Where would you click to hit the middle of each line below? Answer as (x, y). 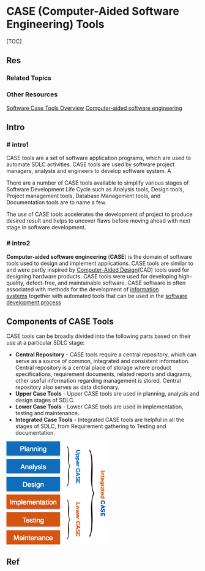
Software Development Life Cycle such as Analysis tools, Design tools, (95, 190)
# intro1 (17, 144)
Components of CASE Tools (60, 321)
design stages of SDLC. (45, 400)
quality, (16, 283)
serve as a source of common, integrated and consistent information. (102, 361)
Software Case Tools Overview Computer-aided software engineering (94, 108)
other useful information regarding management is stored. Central (98, 381)
